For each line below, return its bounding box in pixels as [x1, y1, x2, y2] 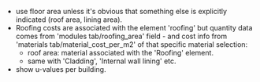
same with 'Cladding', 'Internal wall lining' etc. [27, 56, 176, 66]
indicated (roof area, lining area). [15, 15, 123, 24]
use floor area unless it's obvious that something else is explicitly [15, 7, 227, 16]
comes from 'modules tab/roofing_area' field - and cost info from [15, 31, 227, 41]
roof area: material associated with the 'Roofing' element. [27, 48, 214, 57]
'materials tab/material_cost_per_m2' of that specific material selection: [15, 40, 248, 49]
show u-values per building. [15, 65, 106, 73]
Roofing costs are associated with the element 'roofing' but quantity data [15, 23, 253, 32]
